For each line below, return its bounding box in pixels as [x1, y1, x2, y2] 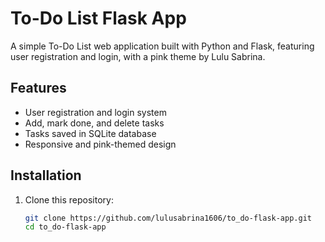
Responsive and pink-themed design [24, 138, 177, 150]
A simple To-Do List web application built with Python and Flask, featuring [10, 40, 315, 52]
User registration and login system [24, 106, 167, 118]
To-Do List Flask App [10, 7, 187, 30]
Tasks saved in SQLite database [24, 127, 157, 139]
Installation [10, 167, 82, 184]
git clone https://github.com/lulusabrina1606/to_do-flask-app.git [24, 213, 312, 223]
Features [10, 80, 67, 97]
